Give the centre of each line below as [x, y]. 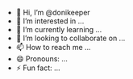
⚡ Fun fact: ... [38, 68]
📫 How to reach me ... [53, 47]
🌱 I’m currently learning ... [59, 29]
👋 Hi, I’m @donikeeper [53, 12]
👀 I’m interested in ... [50, 21]
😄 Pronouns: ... [42, 59]
